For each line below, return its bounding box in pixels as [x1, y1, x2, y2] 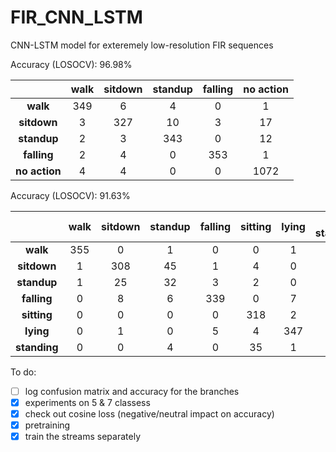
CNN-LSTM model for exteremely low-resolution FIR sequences [10, 39, 274, 51]
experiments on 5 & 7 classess [24, 397, 151, 408]
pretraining [24, 419, 71, 431]
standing [15, 340, 59, 354]
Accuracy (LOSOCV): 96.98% [10, 58, 133, 70]
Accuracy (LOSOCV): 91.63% [10, 189, 131, 201]
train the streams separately [24, 431, 141, 443]
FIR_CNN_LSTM [10, 6, 143, 29]
